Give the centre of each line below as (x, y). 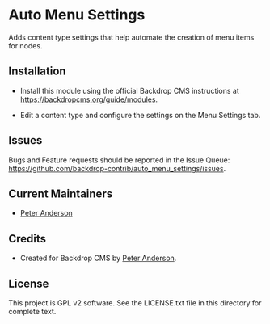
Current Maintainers (61, 194)
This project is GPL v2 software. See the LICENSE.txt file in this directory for (135, 303)
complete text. (32, 311)
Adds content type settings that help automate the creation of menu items (131, 37)
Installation (37, 72)
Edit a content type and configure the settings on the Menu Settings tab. (140, 115)
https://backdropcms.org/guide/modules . (89, 99)
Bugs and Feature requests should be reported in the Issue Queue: (119, 160)
